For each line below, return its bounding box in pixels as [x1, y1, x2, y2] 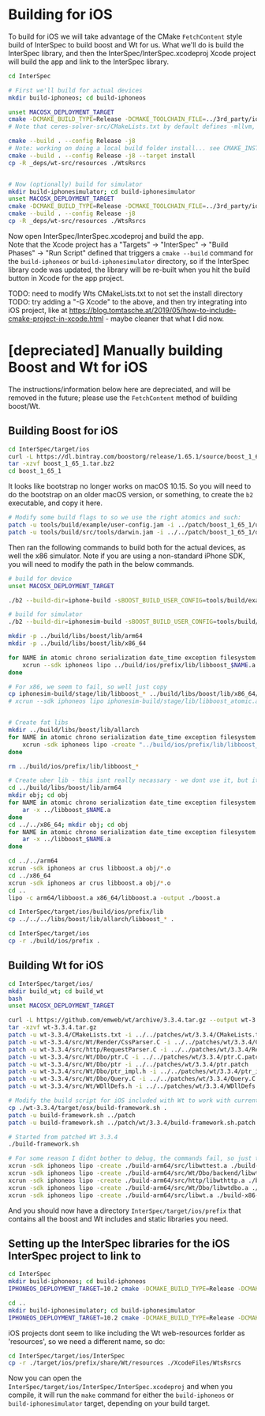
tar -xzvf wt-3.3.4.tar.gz [8, 1024, 97, 1032]
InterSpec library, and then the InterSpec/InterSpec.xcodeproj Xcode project [8, 48, 256, 58]
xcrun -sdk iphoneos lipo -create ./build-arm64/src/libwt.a [8, 1191, 214, 1199]
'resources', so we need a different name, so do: [8, 1336, 166, 1346]
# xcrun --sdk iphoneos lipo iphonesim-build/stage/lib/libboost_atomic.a [8, 697, 259, 705]
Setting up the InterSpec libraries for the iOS [8, 1237, 230, 1250]
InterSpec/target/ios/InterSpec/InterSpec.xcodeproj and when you [8, 1382, 233, 1391]
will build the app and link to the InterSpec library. [8, 57, 170, 66]
